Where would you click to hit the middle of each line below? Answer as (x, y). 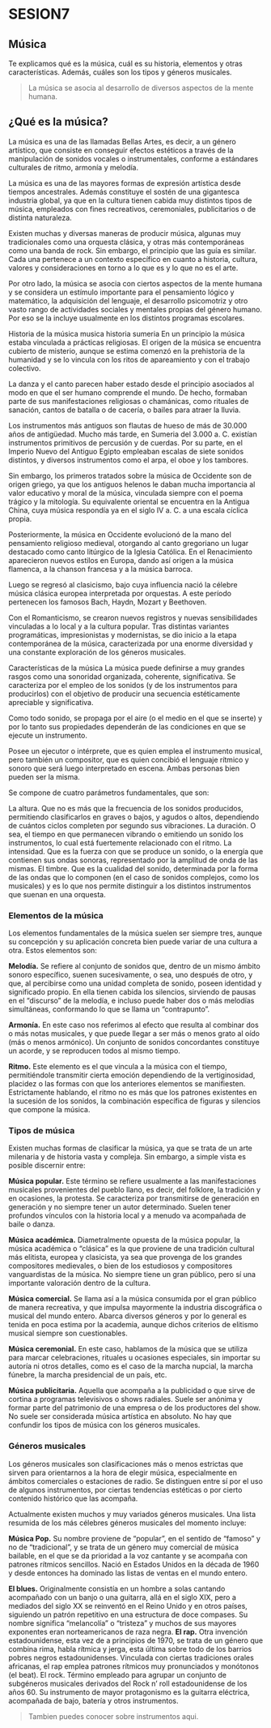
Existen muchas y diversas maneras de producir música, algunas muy (125, 233)
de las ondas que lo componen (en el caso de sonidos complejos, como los (134, 877)
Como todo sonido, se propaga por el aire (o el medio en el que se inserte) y (135, 718)
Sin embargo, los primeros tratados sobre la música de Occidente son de (130, 475)
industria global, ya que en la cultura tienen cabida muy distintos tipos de (130, 200)
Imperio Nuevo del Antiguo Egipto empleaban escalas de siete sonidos (126, 451)
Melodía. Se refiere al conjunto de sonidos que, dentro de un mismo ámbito (134, 966)
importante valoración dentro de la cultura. (80, 1283)
